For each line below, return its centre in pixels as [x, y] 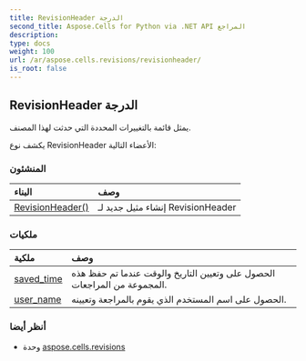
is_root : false [38, 69]
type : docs [30, 43]
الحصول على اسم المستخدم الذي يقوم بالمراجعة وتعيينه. [179, 299]
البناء [23, 192]
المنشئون [28, 168]
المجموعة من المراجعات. [119, 285]
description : [34, 35]
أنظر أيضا [28, 326]
